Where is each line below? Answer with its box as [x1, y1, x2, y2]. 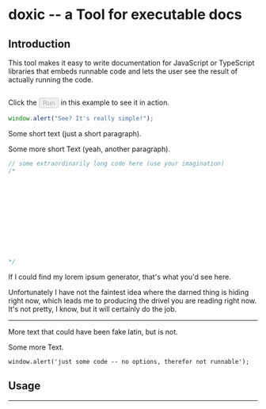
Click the [8, 97, 37, 107]
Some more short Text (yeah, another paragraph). [8, 144, 171, 154]
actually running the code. [8, 75, 93, 84]
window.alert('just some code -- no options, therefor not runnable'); [8, 357, 249, 365]
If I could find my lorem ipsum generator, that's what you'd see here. [8, 272, 231, 281]
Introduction [8, 37, 71, 51]
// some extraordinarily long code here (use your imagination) [8, 159, 225, 167]
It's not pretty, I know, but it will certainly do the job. [8, 304, 177, 314]
